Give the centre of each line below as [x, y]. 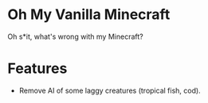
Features [37, 69]
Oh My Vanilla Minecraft [89, 15]
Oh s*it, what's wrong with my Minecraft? [76, 36]
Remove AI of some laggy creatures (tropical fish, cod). [110, 90]
